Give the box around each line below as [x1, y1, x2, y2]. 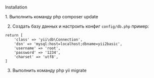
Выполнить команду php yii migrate [12, 68, 87, 73]
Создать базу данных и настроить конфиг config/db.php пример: [12, 23, 150, 29]
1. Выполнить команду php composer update [5, 14, 99, 19]
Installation [5, 4, 28, 10]
